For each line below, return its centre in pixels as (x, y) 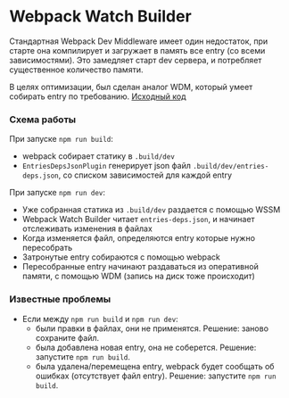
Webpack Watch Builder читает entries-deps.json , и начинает (139, 220)
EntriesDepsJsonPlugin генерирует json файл (107, 166)
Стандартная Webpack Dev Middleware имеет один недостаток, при (139, 41)
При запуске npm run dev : (57, 193)
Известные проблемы (60, 299)
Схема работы (43, 120)
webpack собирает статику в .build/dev (99, 156)
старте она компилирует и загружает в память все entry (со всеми (137, 50)
